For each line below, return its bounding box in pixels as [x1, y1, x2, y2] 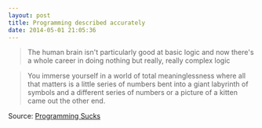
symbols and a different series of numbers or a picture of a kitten [27, 88, 238, 97]
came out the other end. [27, 96, 106, 106]
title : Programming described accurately [8, 19, 146, 27]
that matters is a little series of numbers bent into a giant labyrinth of [27, 79, 249, 89]
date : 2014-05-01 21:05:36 [8, 26, 96, 34]
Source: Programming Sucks [8, 112, 100, 121]
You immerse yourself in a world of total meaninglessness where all [27, 71, 246, 81]
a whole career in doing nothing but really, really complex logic [27, 56, 231, 65]
